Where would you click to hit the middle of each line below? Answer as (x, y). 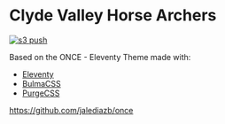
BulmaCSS (41, 83)
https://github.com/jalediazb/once (71, 110)
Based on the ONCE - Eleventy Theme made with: (100, 57)
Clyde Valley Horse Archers (113, 15)
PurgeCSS (41, 93)
